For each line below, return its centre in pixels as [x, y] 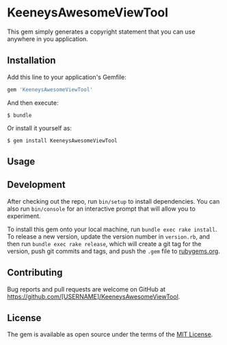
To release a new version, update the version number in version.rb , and [109, 236]
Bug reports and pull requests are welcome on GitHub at [86, 289]
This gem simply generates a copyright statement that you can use [101, 32]
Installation [31, 61]
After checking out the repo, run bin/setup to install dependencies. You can [113, 201]
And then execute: [33, 103]
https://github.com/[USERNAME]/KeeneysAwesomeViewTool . [94, 296]
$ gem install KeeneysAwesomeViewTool [62, 141]
